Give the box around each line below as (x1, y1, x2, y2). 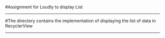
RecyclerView (5, 23, 33, 28)
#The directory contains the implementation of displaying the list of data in (5, 18, 156, 24)
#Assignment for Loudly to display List (5, 4, 83, 10)
